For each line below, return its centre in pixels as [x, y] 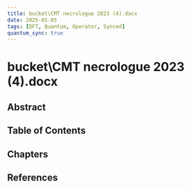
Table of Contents [47, 131]
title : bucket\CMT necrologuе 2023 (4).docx [72, 13]
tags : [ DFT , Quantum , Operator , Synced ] [66, 26]
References [33, 178]
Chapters [28, 154]
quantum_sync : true [35, 33]
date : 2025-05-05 [32, 20]
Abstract [27, 107]
